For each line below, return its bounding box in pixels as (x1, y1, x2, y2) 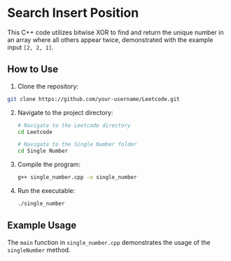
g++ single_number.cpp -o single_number (17, 174, 137, 181)
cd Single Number (17, 147, 69, 155)
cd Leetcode (17, 128, 52, 135)
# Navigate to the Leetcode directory (17, 121, 131, 129)
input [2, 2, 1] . (7, 43, 54, 51)
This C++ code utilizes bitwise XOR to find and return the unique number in (7, 28, 224, 36)
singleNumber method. (7, 246, 71, 254)
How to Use (7, 63, 59, 75)
